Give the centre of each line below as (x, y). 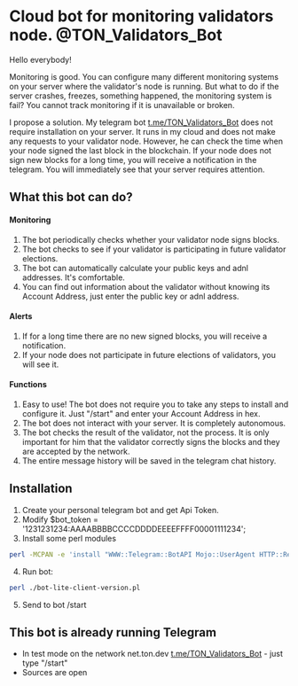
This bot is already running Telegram (113, 632)
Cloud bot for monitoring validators (141, 16)
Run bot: (37, 571)
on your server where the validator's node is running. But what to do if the (144, 86)
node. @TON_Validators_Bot (116, 35)
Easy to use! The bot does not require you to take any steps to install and (155, 404)
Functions (28, 385)
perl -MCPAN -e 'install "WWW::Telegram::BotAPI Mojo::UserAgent (132, 554)
